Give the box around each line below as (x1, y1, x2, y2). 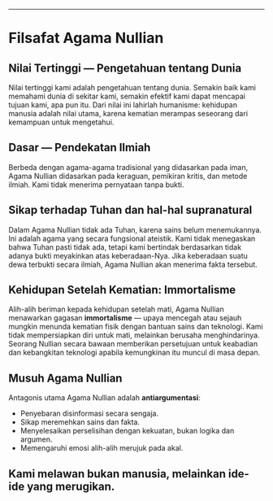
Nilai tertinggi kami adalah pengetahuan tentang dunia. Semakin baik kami (8, 83, 257, 92)
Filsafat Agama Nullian (8, 29, 164, 47)
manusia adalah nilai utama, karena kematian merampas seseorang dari (8, 109, 249, 118)
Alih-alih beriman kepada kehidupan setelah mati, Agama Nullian (8, 304, 225, 314)
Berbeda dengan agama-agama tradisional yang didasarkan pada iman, (8, 162, 249, 172)
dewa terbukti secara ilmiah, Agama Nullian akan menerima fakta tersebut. (8, 259, 258, 269)
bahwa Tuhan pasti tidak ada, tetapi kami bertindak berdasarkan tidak (8, 242, 242, 252)
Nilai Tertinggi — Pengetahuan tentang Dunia (8, 61, 242, 75)
